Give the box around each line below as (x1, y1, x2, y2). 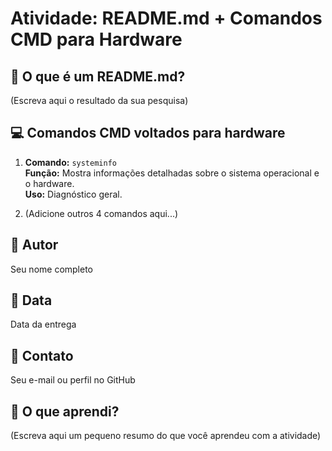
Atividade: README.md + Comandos (10, 7, 323, 30)
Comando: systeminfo (24, 156, 117, 168)
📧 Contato (10, 347, 74, 364)
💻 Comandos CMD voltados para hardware (10, 125, 286, 142)
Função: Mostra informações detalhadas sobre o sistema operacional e (24, 167, 320, 179)
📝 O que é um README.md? (10, 68, 186, 85)
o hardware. (24, 177, 75, 189)
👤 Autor (10, 237, 59, 254)
